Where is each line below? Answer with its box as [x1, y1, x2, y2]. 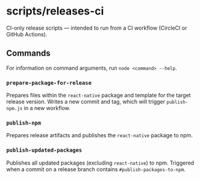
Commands [6, 48, 51, 59]
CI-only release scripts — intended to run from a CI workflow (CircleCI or [6, 24, 187, 31]
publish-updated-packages [6, 147, 83, 154]
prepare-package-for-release [6, 79, 92, 86]
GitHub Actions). [6, 30, 48, 37]
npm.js [6, 106, 23, 112]
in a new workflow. [23, 105, 70, 112]
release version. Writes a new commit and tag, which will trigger [6, 98, 166, 105]
